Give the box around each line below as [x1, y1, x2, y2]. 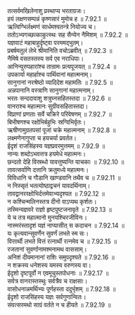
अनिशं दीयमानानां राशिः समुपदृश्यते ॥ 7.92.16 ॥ [7, 253, 115, 261]
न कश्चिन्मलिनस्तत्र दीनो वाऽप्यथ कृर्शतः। [7, 198, 97, 206]
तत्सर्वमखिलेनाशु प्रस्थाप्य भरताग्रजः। [7, 7, 86, 15]
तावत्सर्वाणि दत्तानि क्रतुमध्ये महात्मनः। [7, 166, 89, 174]
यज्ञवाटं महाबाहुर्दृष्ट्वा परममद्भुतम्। [7, 39, 84, 47]
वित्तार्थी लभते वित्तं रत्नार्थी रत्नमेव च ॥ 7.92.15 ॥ [7, 237, 117, 245]
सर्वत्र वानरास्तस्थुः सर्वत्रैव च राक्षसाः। [7, 277, 88, 285]
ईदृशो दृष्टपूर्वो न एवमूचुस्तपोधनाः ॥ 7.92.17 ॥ [7, 269, 109, 277]
